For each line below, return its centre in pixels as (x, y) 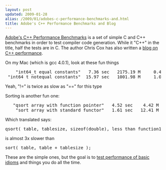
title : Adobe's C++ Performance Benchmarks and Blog (61, 23)
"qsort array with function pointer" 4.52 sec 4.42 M (86, 105)
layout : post (19, 10)
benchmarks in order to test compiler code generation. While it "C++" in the (82, 43)
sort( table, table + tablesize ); (48, 148)
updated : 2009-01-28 (26, 14)
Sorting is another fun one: (32, 96)
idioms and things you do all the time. (43, 163)
